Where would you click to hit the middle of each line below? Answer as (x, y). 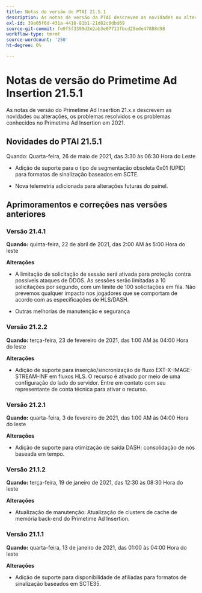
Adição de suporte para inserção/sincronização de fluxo (84, 370)
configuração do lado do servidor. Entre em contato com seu (90, 382)
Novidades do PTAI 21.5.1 (54, 142)
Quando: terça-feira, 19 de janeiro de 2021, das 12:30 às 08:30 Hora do (95, 483)
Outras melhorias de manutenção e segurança (72, 311)
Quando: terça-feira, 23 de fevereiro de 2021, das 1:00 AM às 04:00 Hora (97, 340)
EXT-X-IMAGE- (174, 370)
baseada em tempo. (40, 454)
